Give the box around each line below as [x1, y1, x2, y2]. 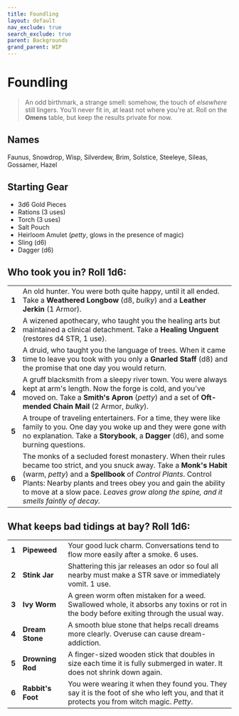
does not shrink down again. [68, 667, 162, 677]
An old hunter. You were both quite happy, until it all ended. [22, 286, 220, 296]
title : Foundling [7, 10, 59, 18]
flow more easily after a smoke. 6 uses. [68, 550, 198, 560]
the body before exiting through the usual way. [68, 608, 224, 618]
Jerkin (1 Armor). [22, 304, 82, 314]
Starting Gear [7, 181, 69, 193]
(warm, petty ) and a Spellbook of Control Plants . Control [22, 469, 212, 479]
